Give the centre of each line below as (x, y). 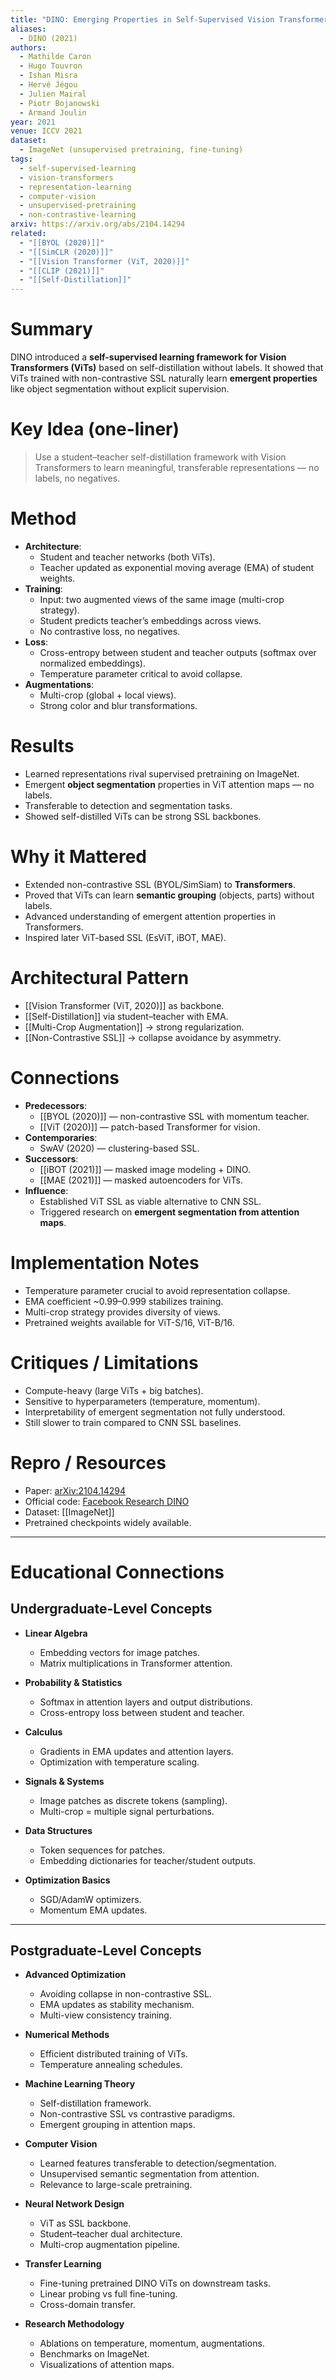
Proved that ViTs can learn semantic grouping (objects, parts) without (169, 895)
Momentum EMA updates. (93, 1910)
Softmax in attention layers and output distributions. (146, 1702)
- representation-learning (75, 187)
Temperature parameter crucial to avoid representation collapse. (157, 1290)
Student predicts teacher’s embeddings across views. (150, 620)
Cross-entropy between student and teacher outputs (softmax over (178, 652)
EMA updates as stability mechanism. (117, 2005)
